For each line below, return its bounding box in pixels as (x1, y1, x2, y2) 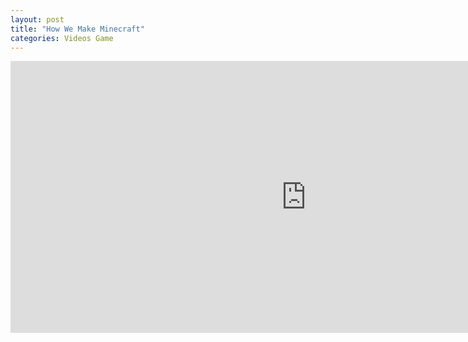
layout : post (10, 14, 65, 25)
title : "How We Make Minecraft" (10, 24, 145, 34)
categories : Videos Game (10, 33, 114, 43)
